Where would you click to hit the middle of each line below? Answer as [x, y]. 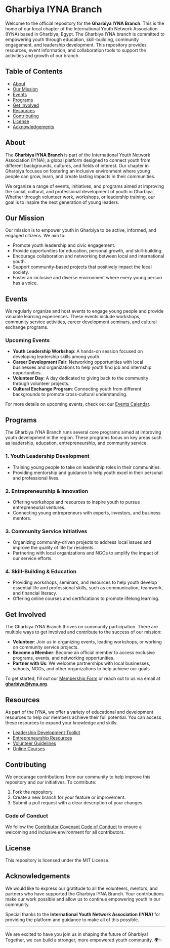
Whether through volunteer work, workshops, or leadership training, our [80, 197]
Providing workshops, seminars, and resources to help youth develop [85, 582]
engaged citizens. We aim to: [35, 236]
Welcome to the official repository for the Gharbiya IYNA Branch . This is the [85, 23]
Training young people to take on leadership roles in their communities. [87, 467]
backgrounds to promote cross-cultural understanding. [70, 394]
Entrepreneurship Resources [42, 738]
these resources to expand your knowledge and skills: [61, 723]
